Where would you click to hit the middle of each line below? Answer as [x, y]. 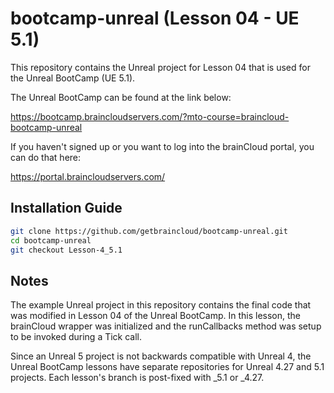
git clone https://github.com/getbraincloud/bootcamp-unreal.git [149, 231]
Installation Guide [66, 208]
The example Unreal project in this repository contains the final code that [161, 305]
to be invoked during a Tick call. [76, 337]
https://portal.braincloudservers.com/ [88, 176]
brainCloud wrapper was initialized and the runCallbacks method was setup [166, 326]
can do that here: [46, 157]
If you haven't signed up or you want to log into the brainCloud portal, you [162, 146]
